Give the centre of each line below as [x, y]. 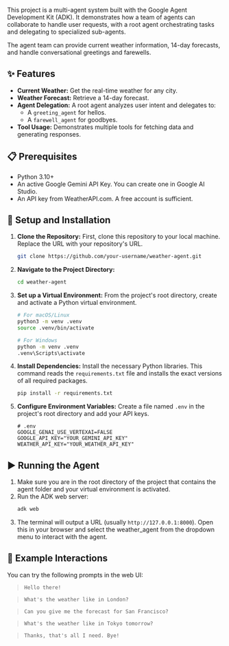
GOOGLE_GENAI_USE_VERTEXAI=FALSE [65, 432]
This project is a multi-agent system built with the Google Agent [97, 10]
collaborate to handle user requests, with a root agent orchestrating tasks [111, 24]
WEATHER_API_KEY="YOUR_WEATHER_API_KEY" [75, 445]
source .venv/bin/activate [56, 328]
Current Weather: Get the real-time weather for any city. [97, 90]
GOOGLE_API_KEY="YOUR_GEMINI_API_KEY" [72, 439]
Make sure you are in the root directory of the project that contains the [116, 482]
